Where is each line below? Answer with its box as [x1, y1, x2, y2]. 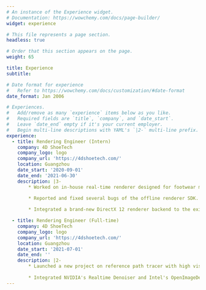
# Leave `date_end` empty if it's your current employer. [6, 121, 164, 128]
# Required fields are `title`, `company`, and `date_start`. [6, 116, 174, 122]
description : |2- [17, 258, 62, 264]
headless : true [6, 37, 45, 44]
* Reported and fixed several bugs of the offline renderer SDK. [28, 195, 199, 201]
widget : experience [6, 20, 56, 26]
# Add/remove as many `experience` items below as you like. [6, 110, 172, 116]
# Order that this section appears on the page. [6, 48, 133, 55]
